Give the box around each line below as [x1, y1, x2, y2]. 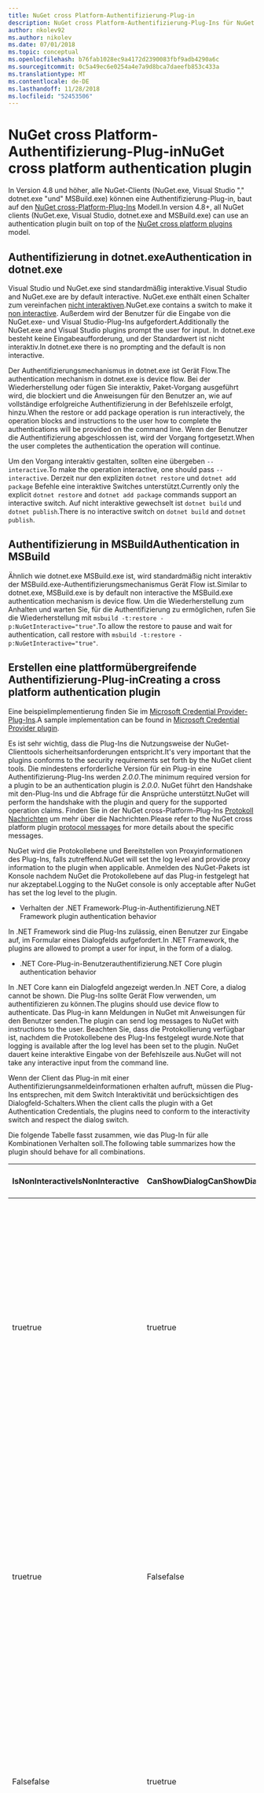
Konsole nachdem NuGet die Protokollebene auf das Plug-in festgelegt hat [8, 871, 250, 880]
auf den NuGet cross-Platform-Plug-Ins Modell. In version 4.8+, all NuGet [8, 203, 244, 212]
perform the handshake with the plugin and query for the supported [8, 797, 228, 806]
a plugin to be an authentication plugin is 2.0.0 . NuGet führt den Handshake [8, 780, 253, 790]
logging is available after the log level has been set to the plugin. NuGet [8, 1041, 239, 1051]
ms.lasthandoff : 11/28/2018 [8, 84, 101, 93]
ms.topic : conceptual [8, 48, 79, 56]
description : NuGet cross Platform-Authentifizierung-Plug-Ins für [8, 19, 234, 27]
